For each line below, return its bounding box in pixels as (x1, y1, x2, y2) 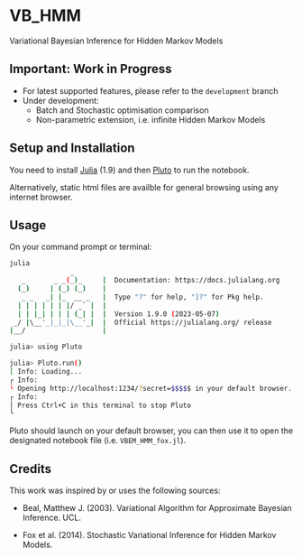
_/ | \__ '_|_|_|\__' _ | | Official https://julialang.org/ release (13, 318, 272, 327)
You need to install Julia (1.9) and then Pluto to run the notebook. (9, 164, 250, 175)
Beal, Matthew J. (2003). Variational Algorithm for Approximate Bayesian (22, 503, 292, 514)
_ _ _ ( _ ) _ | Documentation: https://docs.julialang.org (21, 276, 280, 285)
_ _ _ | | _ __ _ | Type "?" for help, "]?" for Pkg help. (21, 292, 264, 302)
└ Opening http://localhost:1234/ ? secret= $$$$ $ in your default (9, 384, 256, 393)
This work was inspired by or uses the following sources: (9, 485, 221, 497)
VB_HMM (9, 5, 81, 26)
